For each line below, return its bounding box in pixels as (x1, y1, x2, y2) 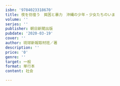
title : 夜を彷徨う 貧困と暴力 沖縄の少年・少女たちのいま (5, 12, 115, 17)
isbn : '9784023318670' (5, 7, 53, 13)
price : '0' (5, 50, 28, 55)
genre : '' (5, 54, 26, 60)
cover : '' (5, 36, 26, 41)
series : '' (5, 21, 28, 27)
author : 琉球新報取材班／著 (5, 40, 58, 46)
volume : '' (5, 17, 28, 22)
